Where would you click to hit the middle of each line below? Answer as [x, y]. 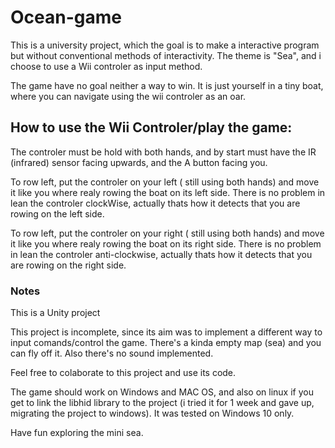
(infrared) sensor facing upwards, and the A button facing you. [139, 162]
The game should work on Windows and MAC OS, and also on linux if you [162, 392]
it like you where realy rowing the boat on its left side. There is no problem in [168, 192]
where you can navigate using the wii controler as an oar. [128, 96]
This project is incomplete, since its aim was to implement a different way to [166, 332]
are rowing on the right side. [68, 265]
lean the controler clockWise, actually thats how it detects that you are [155, 203]
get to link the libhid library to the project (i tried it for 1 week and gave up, [162, 403]
